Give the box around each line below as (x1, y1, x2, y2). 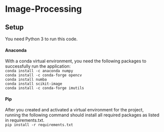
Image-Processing (5, 3, 82, 15)
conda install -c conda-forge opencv (5, 73, 82, 78)
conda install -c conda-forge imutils (5, 86, 84, 91)
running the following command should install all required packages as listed (5, 112, 160, 118)
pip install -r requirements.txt (5, 123, 73, 128)
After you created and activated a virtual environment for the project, (5, 107, 144, 113)
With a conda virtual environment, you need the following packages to (5, 58, 147, 64)
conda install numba (5, 77, 47, 82)
